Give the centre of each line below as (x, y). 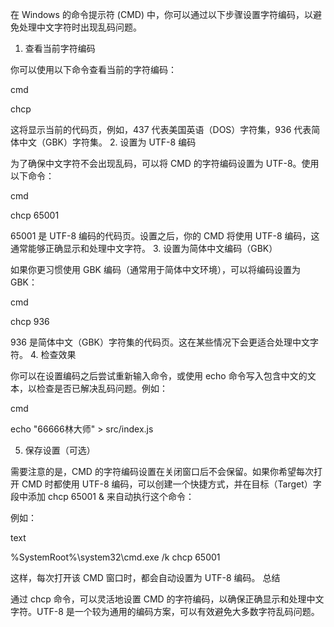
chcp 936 (30, 321)
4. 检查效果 (53, 354)
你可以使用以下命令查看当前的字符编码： (93, 69)
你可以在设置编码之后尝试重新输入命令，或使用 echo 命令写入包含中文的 (159, 376)
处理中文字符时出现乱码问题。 (80, 27)
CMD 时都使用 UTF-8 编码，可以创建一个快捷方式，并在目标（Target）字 (171, 484)
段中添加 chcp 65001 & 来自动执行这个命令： (102, 496)
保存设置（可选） (60, 450)
